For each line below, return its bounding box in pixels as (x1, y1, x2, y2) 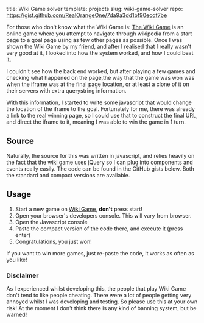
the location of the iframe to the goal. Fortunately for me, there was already (6, 105, 195, 112)
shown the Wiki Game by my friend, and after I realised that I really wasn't (6, 43, 192, 50)
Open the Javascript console (15, 218, 88, 225)
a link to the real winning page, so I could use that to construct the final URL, (6, 112, 198, 119)
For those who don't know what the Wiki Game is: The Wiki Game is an (6, 24, 184, 30)
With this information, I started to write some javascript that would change (6, 99, 192, 106)
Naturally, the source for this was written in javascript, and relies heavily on (6, 152, 195, 159)
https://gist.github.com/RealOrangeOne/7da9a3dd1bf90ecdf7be (6, 12, 167, 19)
